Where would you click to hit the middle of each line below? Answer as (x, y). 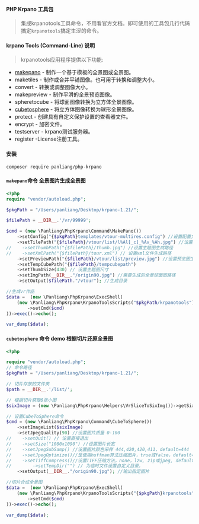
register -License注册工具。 (49, 139)
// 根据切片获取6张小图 (31, 400)
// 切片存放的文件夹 (28, 384)
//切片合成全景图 (24, 482)
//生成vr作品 (20, 292)
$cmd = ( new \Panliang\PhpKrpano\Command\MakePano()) (74, 231)
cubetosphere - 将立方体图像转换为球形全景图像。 (76, 109)
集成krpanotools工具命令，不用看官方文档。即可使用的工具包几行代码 (105, 23)
